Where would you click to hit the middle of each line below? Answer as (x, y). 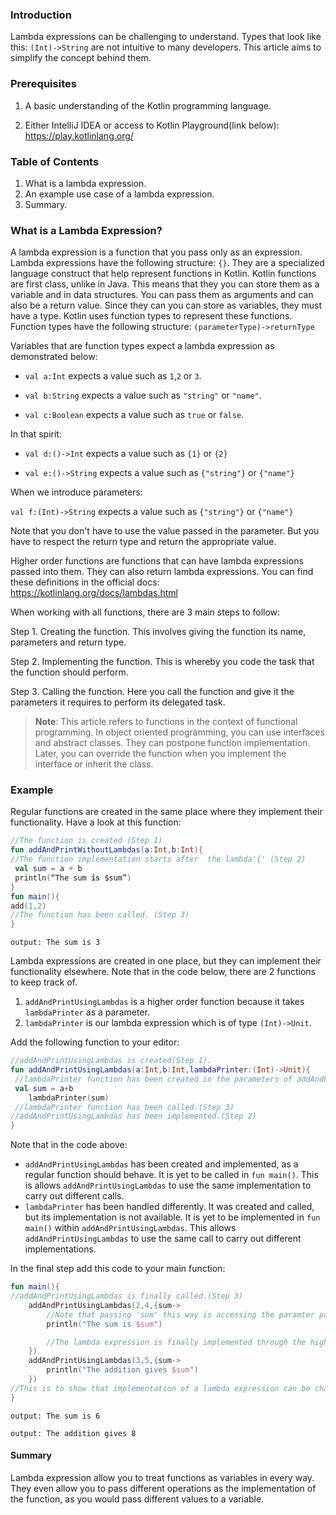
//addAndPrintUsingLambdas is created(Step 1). (111, 1061)
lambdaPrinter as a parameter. (87, 1012)
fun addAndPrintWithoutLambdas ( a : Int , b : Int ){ (106, 850)
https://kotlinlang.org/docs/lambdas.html (94, 593)
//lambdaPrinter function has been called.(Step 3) (124, 1107)
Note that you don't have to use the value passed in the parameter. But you (165, 531)
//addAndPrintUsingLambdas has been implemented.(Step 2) (133, 1116)
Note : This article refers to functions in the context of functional (166, 722)
